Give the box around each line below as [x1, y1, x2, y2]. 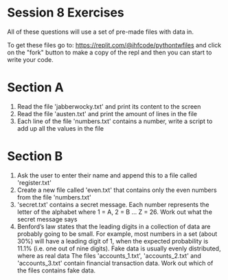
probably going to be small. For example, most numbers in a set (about [16, 229, 218, 238]
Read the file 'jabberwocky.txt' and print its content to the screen [16, 102, 201, 111]
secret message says [16, 215, 78, 223]
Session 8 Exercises [7, 5, 125, 21]
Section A [7, 80, 64, 96]
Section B [7, 149, 63, 164]
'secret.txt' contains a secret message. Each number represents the [16, 200, 209, 208]
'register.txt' [16, 178, 52, 186]
